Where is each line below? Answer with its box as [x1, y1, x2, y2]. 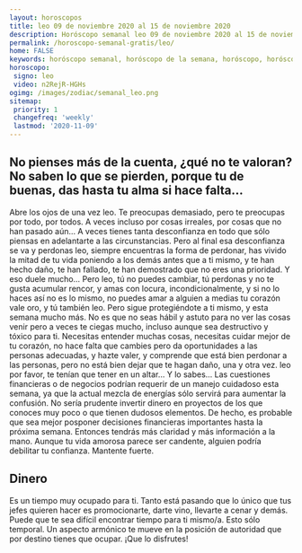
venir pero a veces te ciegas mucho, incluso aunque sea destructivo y [9, 320, 269, 332]
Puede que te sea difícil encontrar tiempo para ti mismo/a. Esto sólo [9, 513, 261, 525]
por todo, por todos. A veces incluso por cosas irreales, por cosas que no [9, 216, 282, 227]
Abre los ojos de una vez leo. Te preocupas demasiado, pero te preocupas [9, 206, 286, 217]
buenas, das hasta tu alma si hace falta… [9, 183, 244, 198]
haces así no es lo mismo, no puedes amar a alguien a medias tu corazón [9, 293, 281, 303]
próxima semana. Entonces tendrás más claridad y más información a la [9, 426, 276, 436]
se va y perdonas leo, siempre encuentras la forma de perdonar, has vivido [9, 244, 287, 256]
